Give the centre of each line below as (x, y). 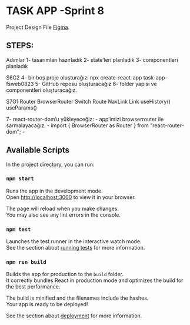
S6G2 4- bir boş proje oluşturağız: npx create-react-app (74, 77)
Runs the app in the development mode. (54, 191)
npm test (19, 229)
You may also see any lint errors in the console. (63, 215)
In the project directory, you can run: (50, 164)
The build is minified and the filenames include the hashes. (77, 298)
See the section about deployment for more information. (74, 316)
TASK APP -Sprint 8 (55, 11)
